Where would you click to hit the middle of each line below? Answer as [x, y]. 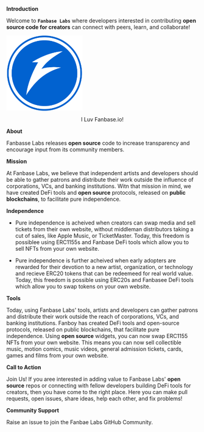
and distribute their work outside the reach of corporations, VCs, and [93, 316]
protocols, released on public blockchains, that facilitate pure [83, 329]
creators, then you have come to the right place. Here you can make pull [97, 392]
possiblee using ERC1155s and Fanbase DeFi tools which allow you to [102, 242]
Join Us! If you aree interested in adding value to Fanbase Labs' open [93, 379]
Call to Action [24, 367]
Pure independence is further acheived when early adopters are [96, 260]
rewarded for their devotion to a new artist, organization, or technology [104, 267]
